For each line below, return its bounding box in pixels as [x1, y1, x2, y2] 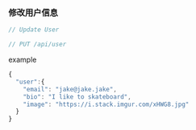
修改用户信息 [8, 6, 59, 18]
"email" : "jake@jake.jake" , [23, 85, 117, 93]
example [8, 55, 37, 65]
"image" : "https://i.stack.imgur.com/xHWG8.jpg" [23, 100, 190, 108]
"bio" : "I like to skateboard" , [23, 92, 131, 101]
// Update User [8, 26, 60, 34]
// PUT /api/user [8, 40, 67, 49]
